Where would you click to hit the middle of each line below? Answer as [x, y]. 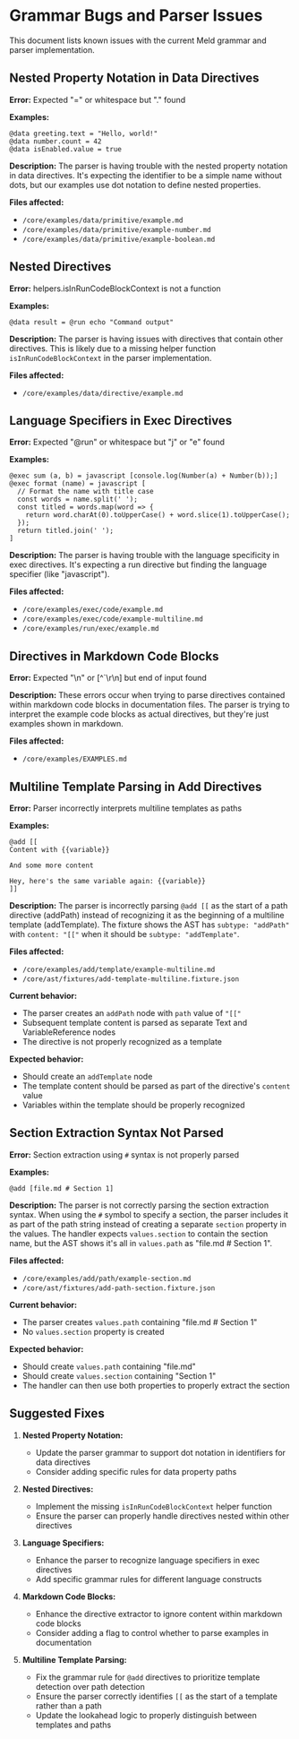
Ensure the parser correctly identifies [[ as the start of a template [156, 1696]
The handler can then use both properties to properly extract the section [156, 1385]
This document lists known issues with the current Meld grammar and [138, 40]
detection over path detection [90, 1686]
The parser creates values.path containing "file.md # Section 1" [140, 1321]
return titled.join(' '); [66, 531]
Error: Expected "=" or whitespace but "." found [98, 99]
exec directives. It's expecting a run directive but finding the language [138, 564]
